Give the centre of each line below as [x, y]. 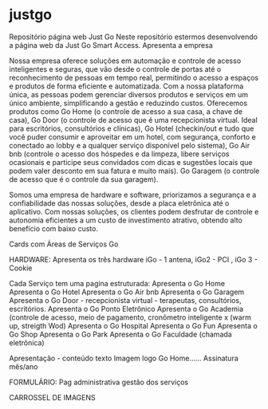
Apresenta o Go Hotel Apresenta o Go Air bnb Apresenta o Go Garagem [127, 292]
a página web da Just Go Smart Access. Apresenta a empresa [111, 45]
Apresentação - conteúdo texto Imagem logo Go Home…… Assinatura [124, 358]
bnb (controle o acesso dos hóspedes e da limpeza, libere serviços [119, 154]
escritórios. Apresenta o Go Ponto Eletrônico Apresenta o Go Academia [126, 309]
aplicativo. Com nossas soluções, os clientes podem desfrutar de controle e [134, 211]
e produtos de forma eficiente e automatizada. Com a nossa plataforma [126, 86]
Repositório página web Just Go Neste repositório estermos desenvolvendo [134, 37]
